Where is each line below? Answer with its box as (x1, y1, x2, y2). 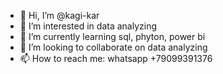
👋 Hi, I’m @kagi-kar (19, 10, 100, 21)
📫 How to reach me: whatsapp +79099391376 (19, 53, 213, 64)
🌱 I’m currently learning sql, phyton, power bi (19, 31, 206, 42)
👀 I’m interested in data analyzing (19, 20, 157, 32)
